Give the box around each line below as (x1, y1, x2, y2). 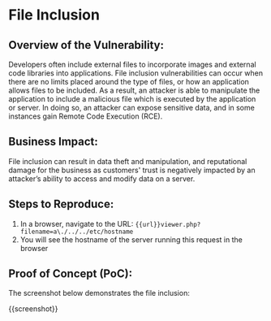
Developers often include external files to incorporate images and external (8, 59, 257, 69)
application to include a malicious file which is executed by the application (8, 94, 256, 103)
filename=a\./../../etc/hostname (19, 228, 134, 236)
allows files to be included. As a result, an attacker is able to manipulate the (8, 85, 260, 95)
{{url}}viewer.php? (135, 220, 201, 228)
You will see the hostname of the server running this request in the (19, 234, 243, 245)
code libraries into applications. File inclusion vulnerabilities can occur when (8, 68, 264, 78)
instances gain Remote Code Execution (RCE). (8, 111, 163, 121)
